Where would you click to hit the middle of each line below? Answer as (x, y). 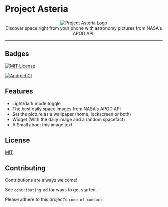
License (18, 140)
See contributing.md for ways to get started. (51, 190)
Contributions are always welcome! (41, 180)
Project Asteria (37, 9)
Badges (17, 54)
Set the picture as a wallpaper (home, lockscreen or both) (72, 114)
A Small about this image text (42, 124)
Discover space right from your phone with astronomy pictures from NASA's (84, 28)
